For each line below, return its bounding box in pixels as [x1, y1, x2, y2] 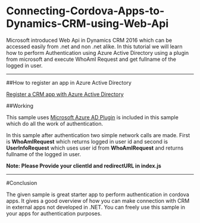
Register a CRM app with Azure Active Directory [6, 91, 124, 98]
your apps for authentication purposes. [6, 210, 102, 217]
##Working [6, 102, 34, 109]
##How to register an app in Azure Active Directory [6, 79, 132, 86]
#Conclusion [6, 179, 37, 186]
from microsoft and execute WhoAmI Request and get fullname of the [6, 55, 177, 63]
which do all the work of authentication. [6, 120, 104, 127]
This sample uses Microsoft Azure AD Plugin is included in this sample [6, 113, 179, 120]
